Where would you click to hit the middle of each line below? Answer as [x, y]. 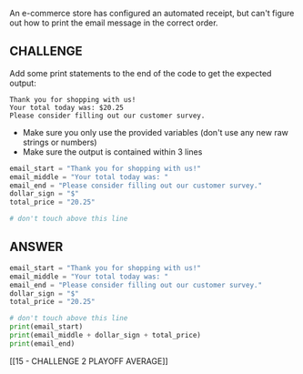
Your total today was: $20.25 [67, 107]
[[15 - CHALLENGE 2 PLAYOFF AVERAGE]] [89, 361]
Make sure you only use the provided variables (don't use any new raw [156, 132]
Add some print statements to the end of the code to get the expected [141, 73]
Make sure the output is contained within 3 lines [112, 152]
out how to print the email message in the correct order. [114, 23]
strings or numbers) [60, 142]
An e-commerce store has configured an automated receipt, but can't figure [152, 13]
